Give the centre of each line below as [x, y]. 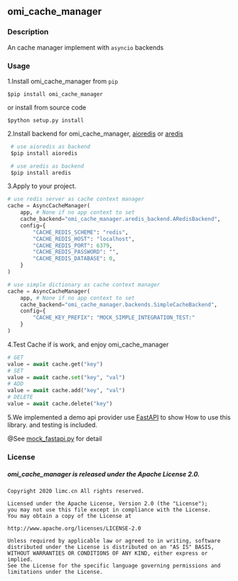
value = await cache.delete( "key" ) [60, 404]
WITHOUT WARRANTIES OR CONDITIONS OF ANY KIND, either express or [108, 553]
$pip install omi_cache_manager [55, 94]
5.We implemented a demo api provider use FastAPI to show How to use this [119, 417]
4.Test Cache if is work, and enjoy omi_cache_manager [88, 344]
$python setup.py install [45, 120]
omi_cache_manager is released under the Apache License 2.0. [104, 474]
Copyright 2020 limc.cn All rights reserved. [76, 491]
